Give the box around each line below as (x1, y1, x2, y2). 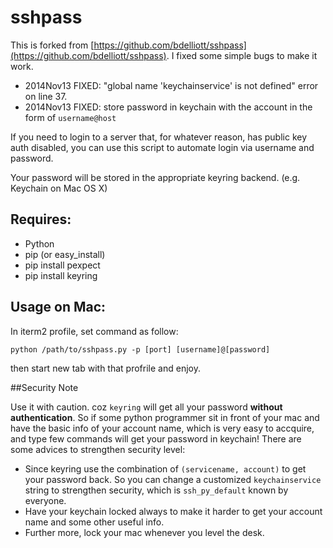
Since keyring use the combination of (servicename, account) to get (24, 462, 307, 475)
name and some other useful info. (24, 516, 165, 528)
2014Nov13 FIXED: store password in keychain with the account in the (24, 101, 313, 113)
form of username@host (24, 111, 117, 123)
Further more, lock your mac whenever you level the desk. (24, 526, 265, 538)
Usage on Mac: (10, 299, 107, 316)
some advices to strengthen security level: (10, 443, 186, 455)
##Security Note (10, 381, 79, 393)
